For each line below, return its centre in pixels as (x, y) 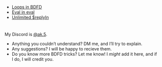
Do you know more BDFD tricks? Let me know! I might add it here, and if (84, 54)
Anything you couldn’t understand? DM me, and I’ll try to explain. (77, 44)
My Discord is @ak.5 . (26, 34)
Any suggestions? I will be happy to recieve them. (62, 49)
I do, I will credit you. (33, 59)
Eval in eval (23, 12)
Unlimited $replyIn (30, 17)
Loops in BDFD (27, 7)
